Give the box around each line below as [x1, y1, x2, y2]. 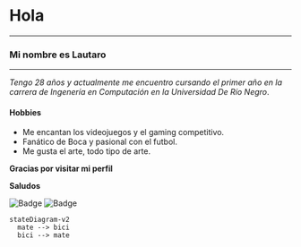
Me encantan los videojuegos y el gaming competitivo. [21, 127, 225, 138]
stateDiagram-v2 [9, 216, 70, 225]
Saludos [9, 181, 41, 192]
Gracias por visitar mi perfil [9, 163, 114, 175]
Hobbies [9, 106, 42, 117]
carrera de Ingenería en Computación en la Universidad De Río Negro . [9, 87, 271, 98]
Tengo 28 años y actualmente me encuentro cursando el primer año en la [9, 77, 282, 88]
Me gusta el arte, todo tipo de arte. [21, 146, 150, 157]
